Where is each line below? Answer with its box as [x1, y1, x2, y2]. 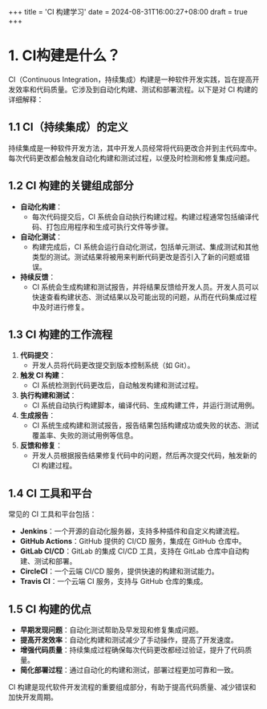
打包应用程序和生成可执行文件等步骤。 [46, 221, 173, 231]
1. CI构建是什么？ [8, 47, 121, 65]
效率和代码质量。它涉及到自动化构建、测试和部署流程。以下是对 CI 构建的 [14, 84, 258, 94]
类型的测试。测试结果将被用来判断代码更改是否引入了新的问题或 [31, 252, 243, 261]
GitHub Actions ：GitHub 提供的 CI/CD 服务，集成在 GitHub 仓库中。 [19, 537, 246, 546]
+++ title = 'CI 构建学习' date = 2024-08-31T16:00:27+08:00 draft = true [8, 7, 249, 16]
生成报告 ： [19, 411, 56, 420]
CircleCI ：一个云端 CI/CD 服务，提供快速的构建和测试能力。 [19, 566, 219, 576]
